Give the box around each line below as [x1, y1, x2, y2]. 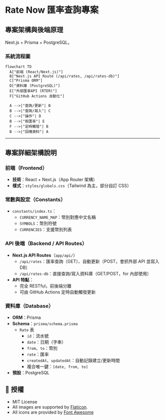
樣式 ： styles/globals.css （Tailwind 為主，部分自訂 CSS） [12, 183, 132, 188]
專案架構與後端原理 [5, 26, 63, 34]
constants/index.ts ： [12, 208, 56, 214]
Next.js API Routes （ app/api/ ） [12, 252, 78, 258]
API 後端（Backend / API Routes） [5, 240, 87, 247]
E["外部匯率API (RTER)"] [9, 89, 57, 94]
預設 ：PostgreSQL [12, 369, 50, 375]
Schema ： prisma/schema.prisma [12, 320, 78, 326]
